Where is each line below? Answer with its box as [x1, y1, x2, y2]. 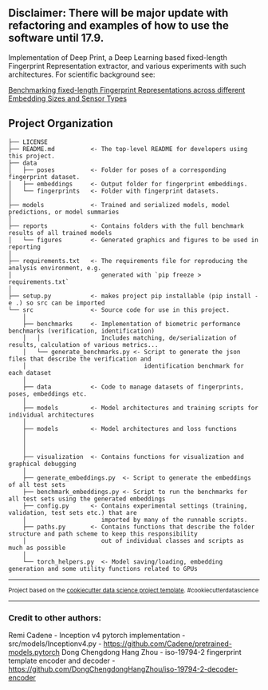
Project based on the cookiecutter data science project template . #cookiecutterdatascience [8, 586, 259, 594]
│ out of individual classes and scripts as [22, 536, 245, 544]
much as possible [8, 544, 66, 552]
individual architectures [8, 411, 94, 419]
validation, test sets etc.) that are [8, 509, 137, 517]
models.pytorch [8, 647, 60, 656]
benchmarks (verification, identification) [8, 327, 156, 335]
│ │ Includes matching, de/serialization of [22, 333, 238, 342]
